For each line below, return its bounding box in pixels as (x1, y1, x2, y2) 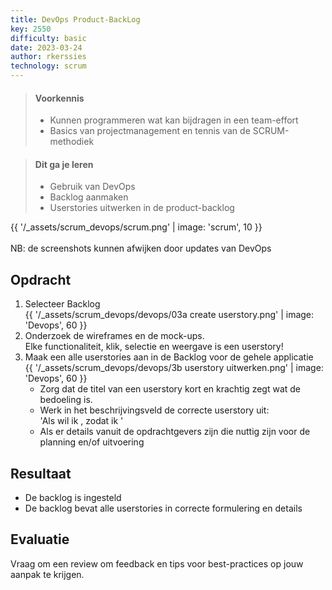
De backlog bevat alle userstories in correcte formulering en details (24, 502, 303, 515)
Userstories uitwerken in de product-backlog (49, 202, 235, 214)
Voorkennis (34, 92, 85, 104)
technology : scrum (10, 61, 87, 71)
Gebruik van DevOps (49, 181, 136, 193)
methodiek (49, 136, 95, 148)
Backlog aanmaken (49, 191, 129, 203)
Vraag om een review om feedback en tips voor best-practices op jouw (10, 557, 304, 570)
